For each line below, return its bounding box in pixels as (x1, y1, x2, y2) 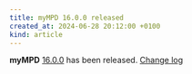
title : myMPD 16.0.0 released (9, 13, 125, 23)
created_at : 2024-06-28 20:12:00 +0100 (9, 22, 161, 31)
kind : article (9, 30, 64, 39)
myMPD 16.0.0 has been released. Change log (9, 55, 184, 66)
